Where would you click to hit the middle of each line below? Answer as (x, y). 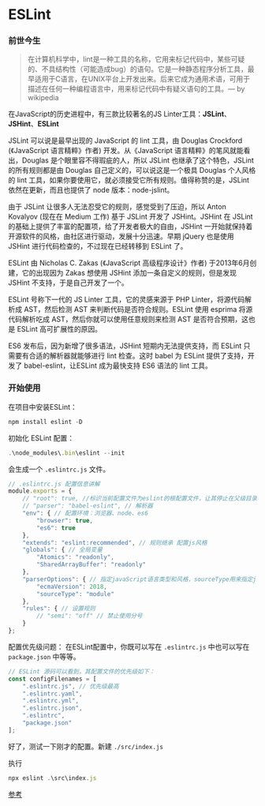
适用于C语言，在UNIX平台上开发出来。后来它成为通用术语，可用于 (142, 79)
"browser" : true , (65, 520)
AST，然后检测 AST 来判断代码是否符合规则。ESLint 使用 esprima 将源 (138, 309)
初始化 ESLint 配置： (41, 438)
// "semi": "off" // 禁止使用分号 (90, 616)
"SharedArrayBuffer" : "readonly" (91, 565)
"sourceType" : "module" (75, 594)
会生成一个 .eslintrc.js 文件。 (59, 469)
